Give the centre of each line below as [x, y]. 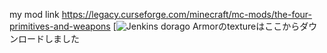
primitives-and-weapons [60, 26]
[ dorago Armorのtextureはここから [206, 26]
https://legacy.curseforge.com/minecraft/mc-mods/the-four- [187, 14]
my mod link [34, 14]
